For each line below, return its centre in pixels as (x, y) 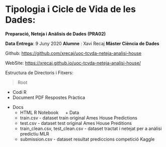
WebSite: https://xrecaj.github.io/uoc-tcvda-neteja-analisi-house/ (73, 63)
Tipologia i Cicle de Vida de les (70, 9)
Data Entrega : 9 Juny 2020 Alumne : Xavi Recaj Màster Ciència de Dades (82, 43)
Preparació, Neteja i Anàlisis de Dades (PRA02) (56, 34)
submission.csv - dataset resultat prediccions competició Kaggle (87, 139)
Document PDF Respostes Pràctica (49, 97)
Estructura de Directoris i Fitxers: (39, 72)
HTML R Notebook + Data (50, 112)
